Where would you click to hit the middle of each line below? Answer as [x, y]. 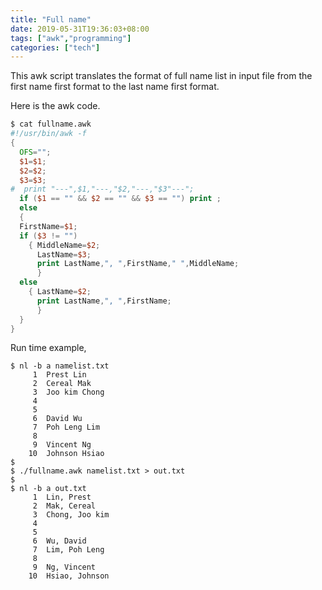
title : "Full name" [51, 19]
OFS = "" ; [35, 152]
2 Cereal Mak [62, 384]
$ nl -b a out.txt [48, 489]
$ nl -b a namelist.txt [60, 366]
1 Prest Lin [59, 375]
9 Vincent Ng [62, 445]
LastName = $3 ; [64, 254]
